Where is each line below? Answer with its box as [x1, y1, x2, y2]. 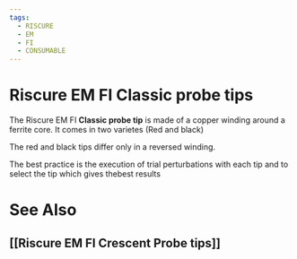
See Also [9, 200, 77, 220]
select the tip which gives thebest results [9, 168, 162, 179]
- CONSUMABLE [17, 47, 66, 56]
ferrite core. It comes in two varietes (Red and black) [9, 125, 205, 135]
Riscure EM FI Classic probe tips [9, 85, 254, 106]
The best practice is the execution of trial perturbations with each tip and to [9, 159, 289, 170]
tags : [9, 13, 30, 22]
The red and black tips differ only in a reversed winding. [9, 142, 216, 152]
